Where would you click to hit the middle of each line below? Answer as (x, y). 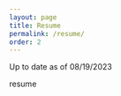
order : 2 (25, 42)
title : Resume (35, 26)
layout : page (33, 17)
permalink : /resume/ (47, 33)
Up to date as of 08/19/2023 (60, 67)
